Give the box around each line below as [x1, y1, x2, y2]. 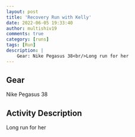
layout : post [6, 8, 39, 15]
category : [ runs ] [6, 36, 49, 42]
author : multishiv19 [6, 25, 58, 32]
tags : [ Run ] [6, 42, 36, 48]
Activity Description [6, 108, 82, 118]
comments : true [6, 31, 44, 37]
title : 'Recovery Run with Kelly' [6, 14, 92, 20]
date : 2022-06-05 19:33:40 [6, 20, 73, 26]
